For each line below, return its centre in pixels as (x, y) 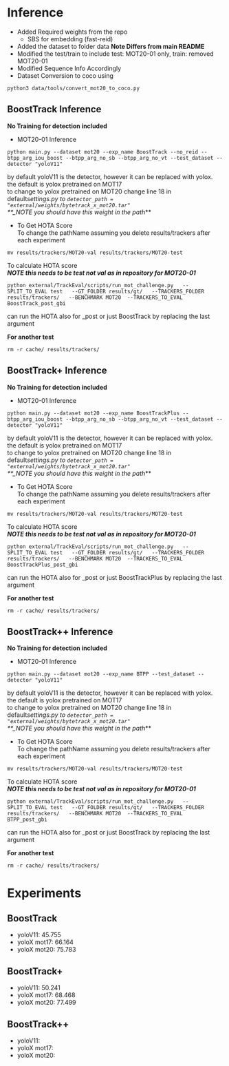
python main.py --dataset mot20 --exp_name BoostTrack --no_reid (102, 152)
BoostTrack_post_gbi (37, 303)
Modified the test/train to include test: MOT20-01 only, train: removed (116, 54)
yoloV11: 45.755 (39, 935)
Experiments (44, 893)
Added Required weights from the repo (72, 32)
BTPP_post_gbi (28, 820)
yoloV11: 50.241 (39, 988)
